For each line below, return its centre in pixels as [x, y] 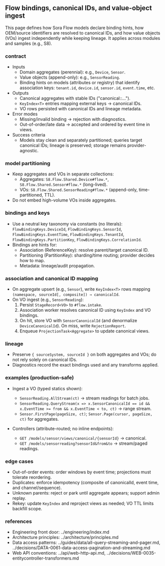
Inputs [19, 67]
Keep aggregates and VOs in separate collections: [63, 174]
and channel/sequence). [37, 488]
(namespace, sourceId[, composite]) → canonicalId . [66, 294]
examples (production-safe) [39, 378]
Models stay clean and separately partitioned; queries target [81, 140]
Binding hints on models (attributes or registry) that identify [80, 83]
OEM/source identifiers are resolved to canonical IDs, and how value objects [83, 33]
